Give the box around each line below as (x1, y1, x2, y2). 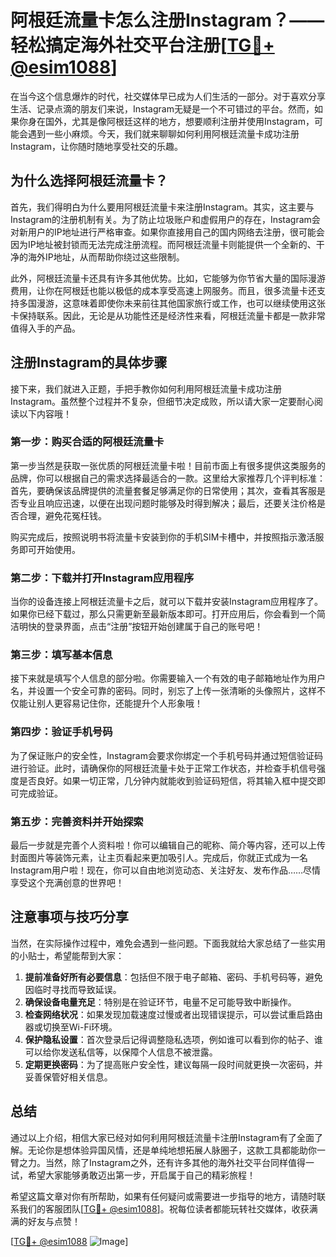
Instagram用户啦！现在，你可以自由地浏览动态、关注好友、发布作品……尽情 (10, 864, 322, 876)
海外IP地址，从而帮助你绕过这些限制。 (27, 251, 185, 263)
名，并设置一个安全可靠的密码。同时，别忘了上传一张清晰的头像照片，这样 (10, 685, 317, 697)
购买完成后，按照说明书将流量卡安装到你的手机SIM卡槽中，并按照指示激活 (10, 531, 316, 543)
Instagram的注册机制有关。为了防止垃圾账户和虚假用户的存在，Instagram (10, 213, 312, 225)
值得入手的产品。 (10, 322, 81, 334)
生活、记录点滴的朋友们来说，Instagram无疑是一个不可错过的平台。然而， (10, 102, 315, 115)
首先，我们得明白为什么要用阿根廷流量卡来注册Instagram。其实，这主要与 (10, 201, 315, 213)
